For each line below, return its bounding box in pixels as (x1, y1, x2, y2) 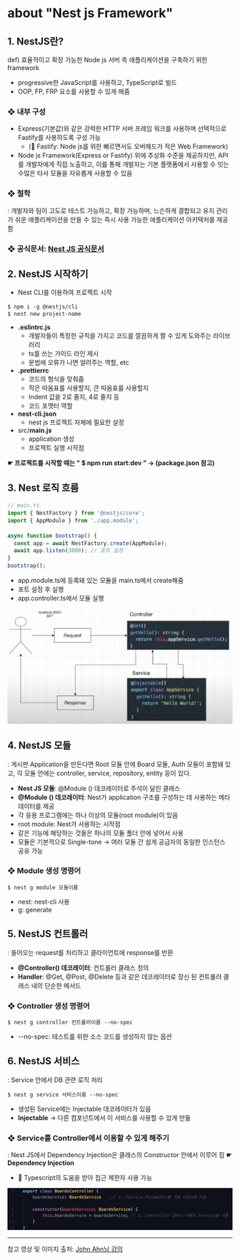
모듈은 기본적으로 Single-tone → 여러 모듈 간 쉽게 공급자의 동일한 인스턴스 (17, 837, 226, 846)
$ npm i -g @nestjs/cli (7, 304, 79, 311)
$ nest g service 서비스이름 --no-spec (7, 1091, 119, 1098)
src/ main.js (17, 426, 52, 435)
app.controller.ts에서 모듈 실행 (17, 594, 104, 603)
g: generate (17, 905, 52, 914)
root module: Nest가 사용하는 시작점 (17, 819, 121, 828)
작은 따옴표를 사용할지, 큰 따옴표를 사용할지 (28, 384, 149, 392)
